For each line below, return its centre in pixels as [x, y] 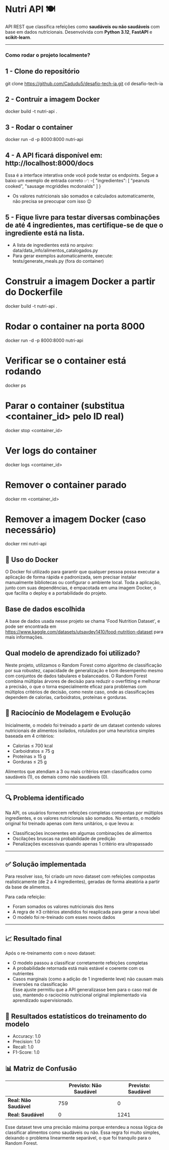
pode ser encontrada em [31, 626]
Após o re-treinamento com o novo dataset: [51, 953]
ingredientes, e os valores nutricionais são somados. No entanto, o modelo [83, 818]
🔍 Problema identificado [45, 798]
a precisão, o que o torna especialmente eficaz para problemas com [76, 686]
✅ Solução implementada [46, 864]
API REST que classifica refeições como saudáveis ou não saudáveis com [82, 26]
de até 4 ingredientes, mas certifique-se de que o [84, 225]
